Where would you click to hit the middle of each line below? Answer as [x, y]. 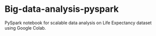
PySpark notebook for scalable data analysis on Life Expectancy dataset [78, 23]
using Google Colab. [25, 28]
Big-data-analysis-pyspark [62, 9]
